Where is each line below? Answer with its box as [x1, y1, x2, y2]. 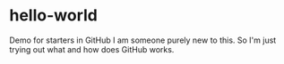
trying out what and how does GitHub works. [9, 44, 175, 54]
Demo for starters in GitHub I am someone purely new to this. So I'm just [9, 35, 277, 45]
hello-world [9, 5, 99, 26]
